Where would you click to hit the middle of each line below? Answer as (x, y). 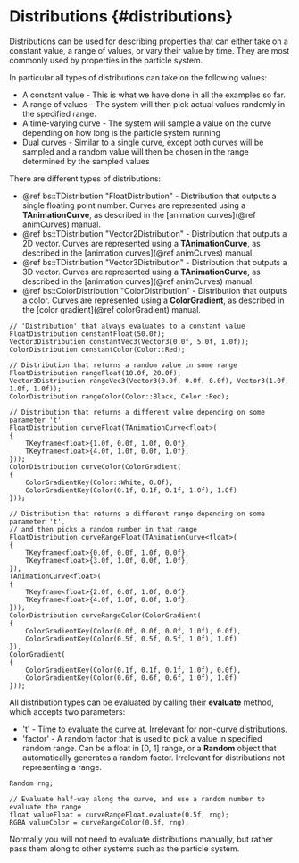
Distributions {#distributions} (121, 17)
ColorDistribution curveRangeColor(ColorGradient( (105, 615)
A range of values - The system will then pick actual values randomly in (154, 104)
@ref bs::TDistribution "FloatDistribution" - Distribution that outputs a (149, 196)
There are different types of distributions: (85, 178)
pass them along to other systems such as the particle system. (125, 848)
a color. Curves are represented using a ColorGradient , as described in (153, 300)
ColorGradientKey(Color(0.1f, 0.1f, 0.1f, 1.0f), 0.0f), (133, 670)
